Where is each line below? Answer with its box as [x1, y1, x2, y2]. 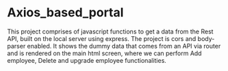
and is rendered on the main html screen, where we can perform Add [7, 49, 202, 57]
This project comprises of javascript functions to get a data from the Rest [7, 27, 214, 35]
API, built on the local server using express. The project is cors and [7, 34, 197, 42]
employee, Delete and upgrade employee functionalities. [7, 56, 166, 64]
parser [7, 42, 26, 50]
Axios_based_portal [7, 5, 124, 20]
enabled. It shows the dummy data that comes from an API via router [27, 42, 221, 50]
